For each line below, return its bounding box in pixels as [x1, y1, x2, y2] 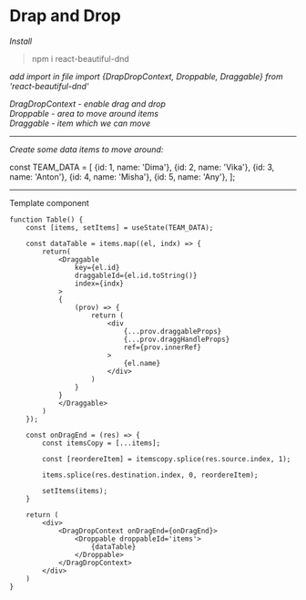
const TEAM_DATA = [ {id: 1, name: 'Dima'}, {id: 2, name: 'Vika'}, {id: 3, [9, 161, 275, 172]
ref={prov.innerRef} [123, 343, 202, 352]
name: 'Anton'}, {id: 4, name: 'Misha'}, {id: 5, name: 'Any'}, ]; [9, 171, 236, 182]
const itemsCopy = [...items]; [42, 439, 161, 448]
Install [9, 36, 33, 47]
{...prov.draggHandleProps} [123, 335, 230, 344]
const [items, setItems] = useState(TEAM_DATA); [25, 222, 214, 233]
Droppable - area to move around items [9, 108, 159, 119]
